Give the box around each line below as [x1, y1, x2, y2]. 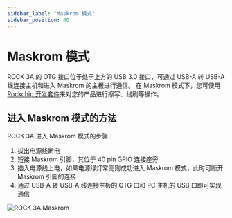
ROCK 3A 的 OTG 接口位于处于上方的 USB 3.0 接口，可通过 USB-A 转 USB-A [7, 73, 225, 81]
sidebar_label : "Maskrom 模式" [7, 10, 96, 17]
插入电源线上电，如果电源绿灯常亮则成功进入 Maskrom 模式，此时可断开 [17, 164, 224, 172]
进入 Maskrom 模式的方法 [7, 112, 117, 124]
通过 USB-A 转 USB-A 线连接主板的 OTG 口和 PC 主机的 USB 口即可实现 [17, 181, 222, 190]
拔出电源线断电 [17, 147, 60, 155]
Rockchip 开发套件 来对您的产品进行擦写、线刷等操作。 [7, 90, 163, 98]
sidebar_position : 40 [7, 17, 70, 24]
